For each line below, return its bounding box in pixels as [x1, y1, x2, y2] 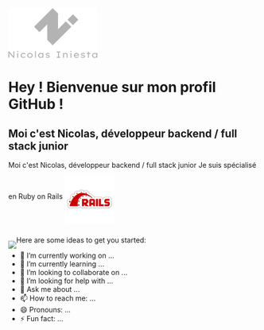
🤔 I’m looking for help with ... [19, 276, 114, 285]
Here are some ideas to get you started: [16, 235, 147, 245]
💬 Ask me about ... [19, 285, 80, 293]
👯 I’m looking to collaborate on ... [19, 268, 128, 277]
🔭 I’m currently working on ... [19, 250, 115, 260]
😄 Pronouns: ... [19, 305, 72, 314]
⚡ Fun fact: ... [19, 314, 64, 323]
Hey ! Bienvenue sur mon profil [8, 79, 216, 96]
